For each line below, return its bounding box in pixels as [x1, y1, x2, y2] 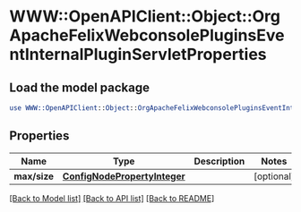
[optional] [254, 170, 296, 182]
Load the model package [9, 80, 150, 95]
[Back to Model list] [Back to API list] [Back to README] [9, 192, 215, 203]
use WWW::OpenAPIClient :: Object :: [9, 104, 139, 113]
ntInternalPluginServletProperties [9, 45, 267, 64]
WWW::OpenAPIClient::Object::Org [9, 6, 280, 27]
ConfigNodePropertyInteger [62, 170, 185, 182]
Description [193, 155, 245, 167]
